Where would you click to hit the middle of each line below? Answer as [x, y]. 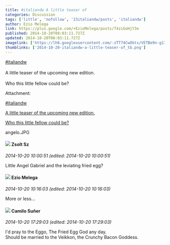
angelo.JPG [17, 132]
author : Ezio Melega [27, 24]
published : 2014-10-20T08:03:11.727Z [45, 33]
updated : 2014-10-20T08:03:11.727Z [43, 38]
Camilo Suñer [26, 211]
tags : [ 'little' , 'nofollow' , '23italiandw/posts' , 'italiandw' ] [76, 19]
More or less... [20, 199]
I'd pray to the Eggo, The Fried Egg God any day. [56, 232]
